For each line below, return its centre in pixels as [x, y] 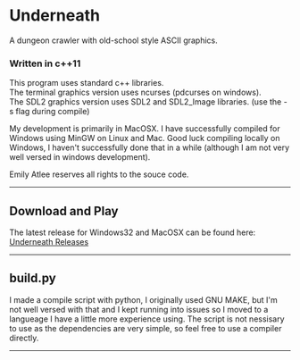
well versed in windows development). [80, 157]
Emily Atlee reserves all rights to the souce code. [99, 174]
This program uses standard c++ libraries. [87, 83]
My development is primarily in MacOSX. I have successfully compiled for [145, 129]
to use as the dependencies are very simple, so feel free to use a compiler [146, 328]
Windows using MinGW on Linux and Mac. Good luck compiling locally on [145, 138]
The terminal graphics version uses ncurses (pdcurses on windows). [135, 92]
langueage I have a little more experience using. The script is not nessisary [147, 319]
